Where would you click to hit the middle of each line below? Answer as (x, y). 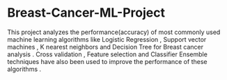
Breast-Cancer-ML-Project (86, 13)
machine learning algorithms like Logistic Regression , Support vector (107, 39)
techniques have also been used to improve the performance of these (107, 61)
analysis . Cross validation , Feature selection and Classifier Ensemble (107, 54)
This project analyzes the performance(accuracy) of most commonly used (114, 32)
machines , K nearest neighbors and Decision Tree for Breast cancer (105, 47)
